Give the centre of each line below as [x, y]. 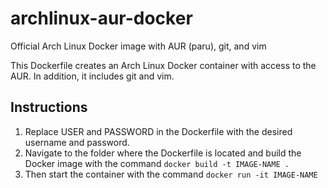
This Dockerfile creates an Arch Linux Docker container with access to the [163, 65]
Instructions [49, 107]
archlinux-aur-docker [101, 18]
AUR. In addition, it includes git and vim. [92, 76]
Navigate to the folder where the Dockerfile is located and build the [163, 153]
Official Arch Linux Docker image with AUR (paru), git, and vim [138, 46]
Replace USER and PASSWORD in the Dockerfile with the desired [158, 131]
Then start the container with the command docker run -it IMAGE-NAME [171, 174]
